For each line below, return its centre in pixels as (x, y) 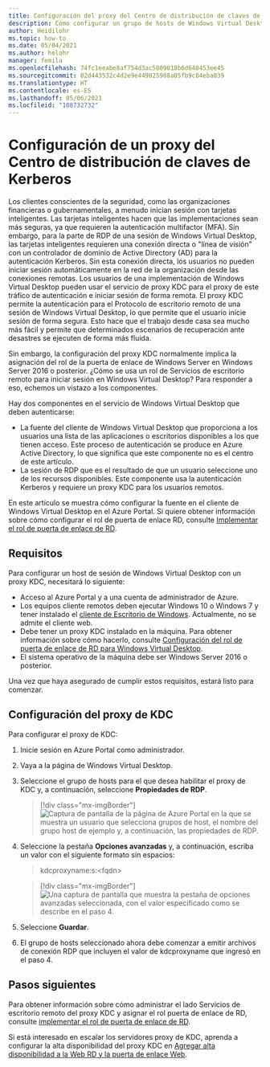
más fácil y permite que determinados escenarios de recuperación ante (127, 329)
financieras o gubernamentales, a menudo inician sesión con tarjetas (123, 211)
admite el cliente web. (56, 623)
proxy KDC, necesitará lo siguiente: (67, 581)
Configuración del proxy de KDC (91, 715)
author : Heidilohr (39, 31)
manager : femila (35, 61)
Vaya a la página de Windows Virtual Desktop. (96, 765)
